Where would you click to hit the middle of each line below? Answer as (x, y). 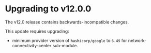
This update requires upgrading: (37, 31)
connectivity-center (32, 45)
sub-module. (65, 45)
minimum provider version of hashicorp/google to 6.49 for (69, 40)
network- (137, 40)
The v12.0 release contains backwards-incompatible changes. (67, 22)
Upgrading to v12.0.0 (48, 9)
